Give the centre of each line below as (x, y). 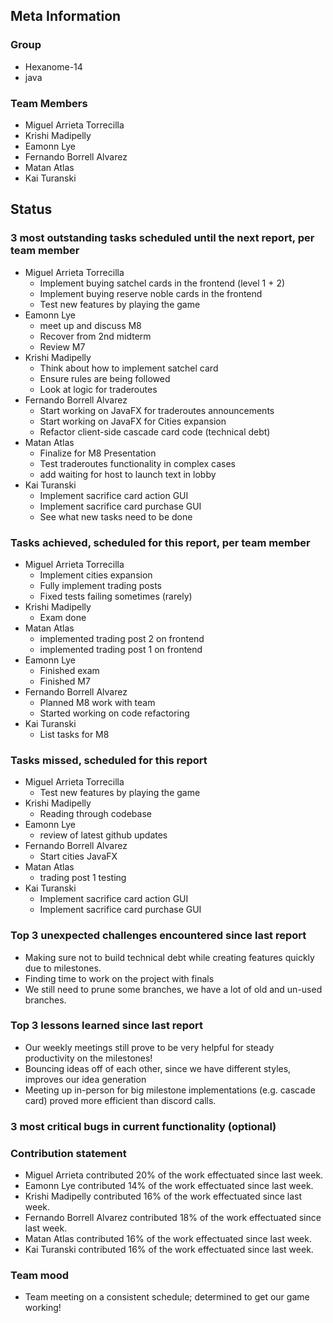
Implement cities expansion (96, 575)
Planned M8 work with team (97, 702)
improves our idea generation (85, 1079)
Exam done (63, 617)
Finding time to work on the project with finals (119, 978)
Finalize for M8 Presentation (98, 453)
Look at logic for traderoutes (98, 389)
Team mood (40, 1275)
